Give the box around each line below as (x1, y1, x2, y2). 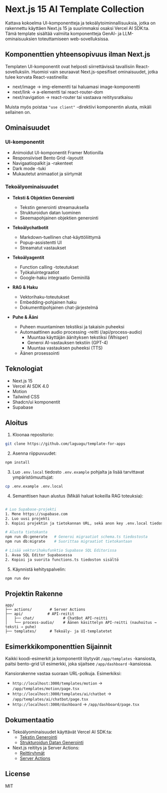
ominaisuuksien (5, 36, 37, 42)
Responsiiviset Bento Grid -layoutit (12, 155, 83, 161)
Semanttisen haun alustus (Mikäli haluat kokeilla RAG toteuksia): (12, 493, 144, 498)
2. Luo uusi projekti (5, 516, 50, 521)
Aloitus (5, 418, 28, 427)
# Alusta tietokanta (5, 530, 48, 535)
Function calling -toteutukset (19, 264, 79, 270)
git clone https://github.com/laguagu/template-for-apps (5, 441, 126, 446)
